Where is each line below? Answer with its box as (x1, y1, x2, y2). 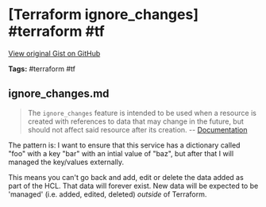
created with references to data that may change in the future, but (27, 117, 245, 126)
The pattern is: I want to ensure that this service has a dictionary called (8, 140, 241, 150)
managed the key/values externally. (8, 157, 125, 167)
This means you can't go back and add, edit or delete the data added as (8, 172, 244, 182)
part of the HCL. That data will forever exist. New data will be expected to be (8, 181, 259, 190)
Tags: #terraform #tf (8, 63, 75, 73)
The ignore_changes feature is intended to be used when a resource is (27, 108, 256, 117)
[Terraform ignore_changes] (8, 6, 199, 24)
